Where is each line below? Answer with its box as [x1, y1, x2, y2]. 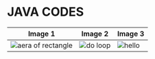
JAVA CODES [7, 4, 84, 20]
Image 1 [27, 29, 56, 38]
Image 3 [117, 29, 145, 38]
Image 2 [81, 29, 109, 38]
